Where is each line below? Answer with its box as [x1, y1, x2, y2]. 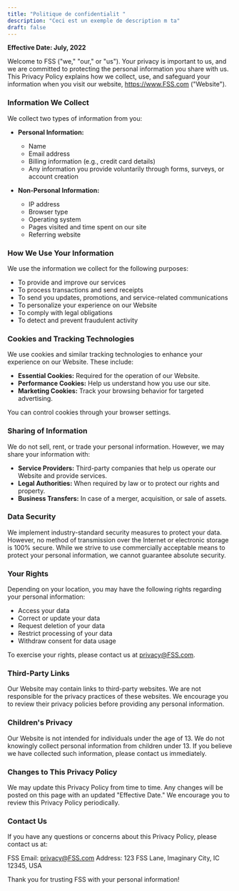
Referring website [28, 230, 81, 239]
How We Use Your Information [7, 248, 114, 258]
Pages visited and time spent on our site [28, 222, 147, 231]
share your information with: [7, 449, 91, 458]
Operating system [28, 215, 81, 224]
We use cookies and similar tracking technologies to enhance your [7, 350, 203, 359]
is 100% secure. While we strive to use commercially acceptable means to [7, 543, 226, 552]
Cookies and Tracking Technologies [7, 334, 135, 344]
